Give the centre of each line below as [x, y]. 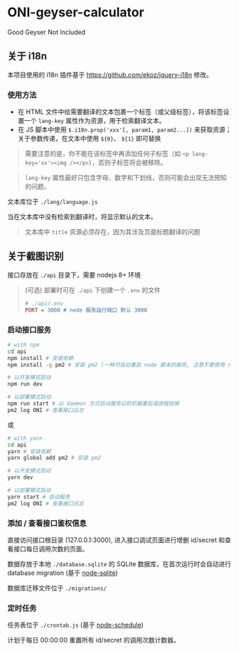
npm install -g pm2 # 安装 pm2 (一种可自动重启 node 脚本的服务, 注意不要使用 [116, 365]
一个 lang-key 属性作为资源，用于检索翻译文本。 [95, 121]
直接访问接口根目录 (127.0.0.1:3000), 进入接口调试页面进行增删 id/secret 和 [116, 540]
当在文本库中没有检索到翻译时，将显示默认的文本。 [82, 217]
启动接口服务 [30, 329]
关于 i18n [27, 57]
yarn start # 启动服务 [39, 497]
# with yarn [25, 438]
